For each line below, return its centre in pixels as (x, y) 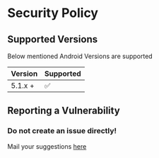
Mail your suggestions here (47, 146)
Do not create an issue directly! (62, 131)
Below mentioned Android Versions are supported (80, 56)
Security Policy (53, 13)
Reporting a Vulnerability (64, 111)
